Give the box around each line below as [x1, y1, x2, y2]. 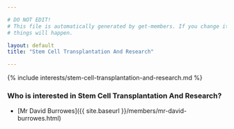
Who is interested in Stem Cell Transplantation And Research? [7, 91, 222, 101]
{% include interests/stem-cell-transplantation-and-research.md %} [7, 74, 203, 82]
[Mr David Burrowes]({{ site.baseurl [17, 107, 120, 115]
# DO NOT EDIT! [7, 16, 52, 23]
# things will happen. [7, 29, 73, 36]
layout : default [7, 42, 54, 49]
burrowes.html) [17, 114, 61, 123]
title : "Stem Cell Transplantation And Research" [7, 48, 155, 56]
